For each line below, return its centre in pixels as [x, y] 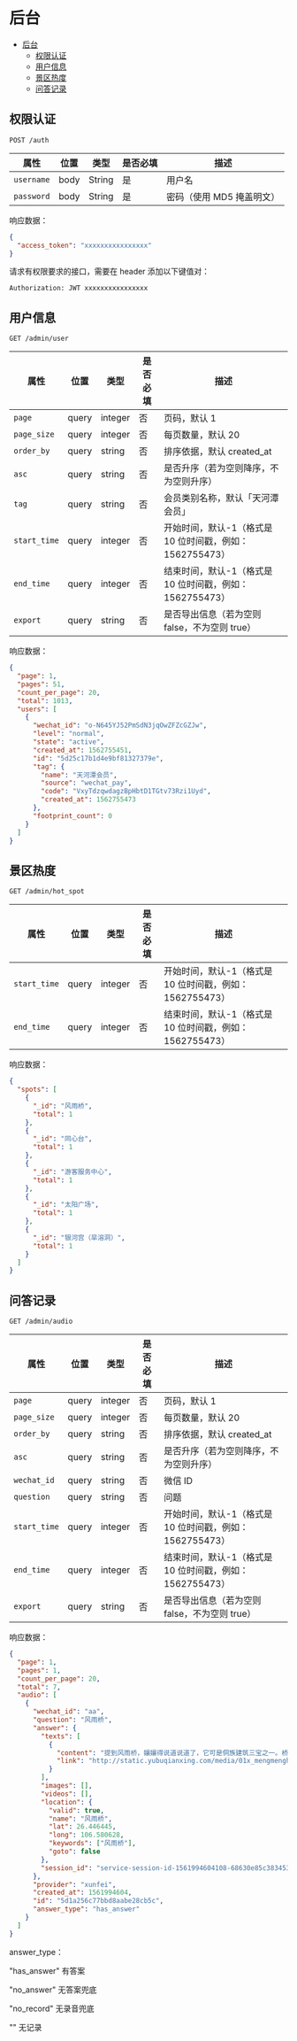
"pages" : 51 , [41, 684]
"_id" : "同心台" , [62, 1139]
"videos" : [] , [67, 1794]
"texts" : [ [61, 1736]
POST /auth [29, 140]
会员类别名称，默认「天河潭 [221, 499]
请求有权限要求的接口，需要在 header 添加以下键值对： [110, 272]
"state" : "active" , [68, 742]
